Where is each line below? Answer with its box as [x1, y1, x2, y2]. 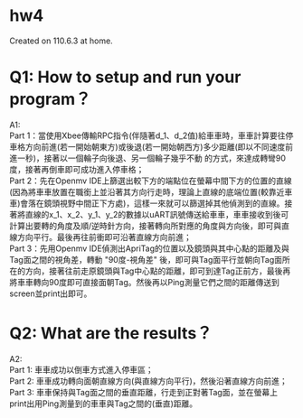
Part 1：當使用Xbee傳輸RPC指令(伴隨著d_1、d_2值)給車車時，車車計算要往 [9, 130, 286, 141]
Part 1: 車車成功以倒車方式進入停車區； [9, 364, 154, 375]
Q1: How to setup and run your [9, 67, 241, 88]
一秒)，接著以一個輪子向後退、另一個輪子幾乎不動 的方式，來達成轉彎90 [16, 153, 287, 163]
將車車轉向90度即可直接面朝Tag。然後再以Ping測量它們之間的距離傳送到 [9, 276, 280, 287]
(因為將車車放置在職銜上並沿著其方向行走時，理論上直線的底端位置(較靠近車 [9, 186, 293, 197]
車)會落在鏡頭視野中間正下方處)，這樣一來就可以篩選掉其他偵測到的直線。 [9, 198, 285, 209]
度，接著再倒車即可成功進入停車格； [9, 163, 145, 174]
